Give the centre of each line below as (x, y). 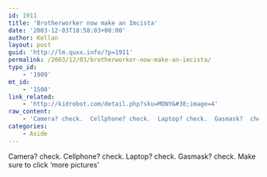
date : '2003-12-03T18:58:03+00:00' (67, 30)
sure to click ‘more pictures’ (54, 164)
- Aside (35, 133)
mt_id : (19, 82)
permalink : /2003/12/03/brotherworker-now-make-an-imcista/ (110, 60)
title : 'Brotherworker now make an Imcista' (83, 23)
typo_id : (23, 67)
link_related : (32, 97)
